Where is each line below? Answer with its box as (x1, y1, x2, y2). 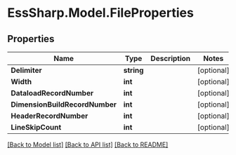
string (123, 65, 144, 75)
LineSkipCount (11, 123, 62, 132)
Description (150, 54, 191, 63)
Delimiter (11, 65, 42, 75)
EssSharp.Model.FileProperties (7, 5, 195, 21)
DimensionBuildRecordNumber (11, 100, 117, 109)
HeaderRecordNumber (11, 111, 88, 121)
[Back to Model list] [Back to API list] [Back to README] (7, 140, 169, 149)
